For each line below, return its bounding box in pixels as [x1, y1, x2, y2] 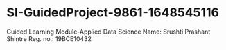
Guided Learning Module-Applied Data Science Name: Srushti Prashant [6, 27, 211, 36]
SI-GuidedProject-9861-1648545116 [6, 5, 220, 21]
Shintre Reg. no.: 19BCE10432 [6, 34, 92, 42]
